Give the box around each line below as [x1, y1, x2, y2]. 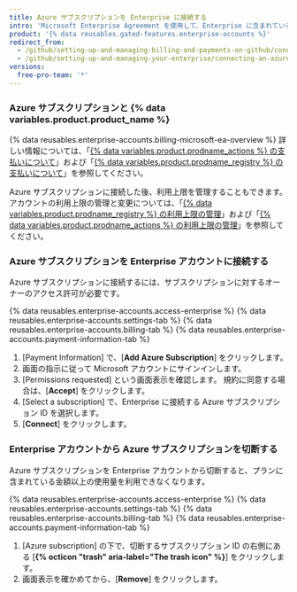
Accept [48, 386, 76, 396]
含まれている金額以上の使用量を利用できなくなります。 [9, 476, 210, 487]
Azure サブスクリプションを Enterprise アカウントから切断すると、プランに [9, 464, 284, 475]
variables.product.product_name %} [9, 113, 171, 125]
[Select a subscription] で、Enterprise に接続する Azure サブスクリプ [21, 396, 273, 408]
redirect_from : [9, 37, 65, 47]
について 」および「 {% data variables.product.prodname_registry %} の [24, 157, 284, 167]
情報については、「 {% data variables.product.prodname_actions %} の [24, 145, 278, 156]
